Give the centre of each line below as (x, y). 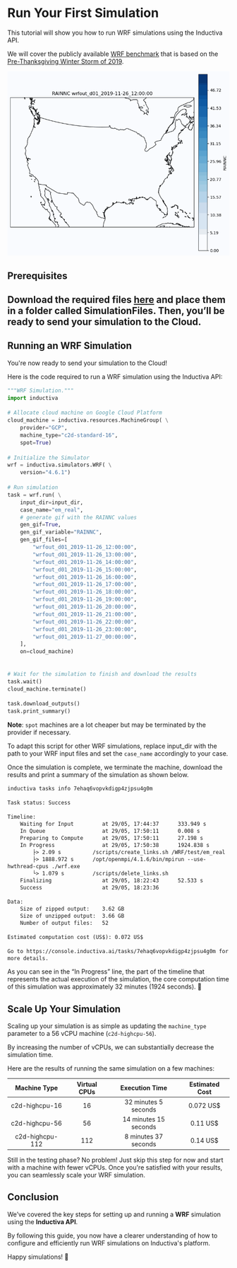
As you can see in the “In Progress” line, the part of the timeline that (106, 972)
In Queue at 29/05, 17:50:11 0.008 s (110, 831)
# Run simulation (33, 488)
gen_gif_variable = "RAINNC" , (61, 532)
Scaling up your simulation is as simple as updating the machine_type (107, 1026)
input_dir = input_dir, (51, 502)
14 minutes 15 (144, 1119)
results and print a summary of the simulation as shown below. (98, 775)
